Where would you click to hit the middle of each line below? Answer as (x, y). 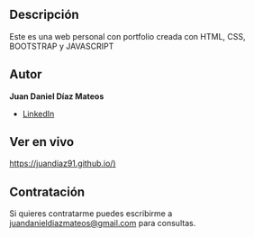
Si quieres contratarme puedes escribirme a (91, 214)
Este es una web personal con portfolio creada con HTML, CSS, (127, 36)
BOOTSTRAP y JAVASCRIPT (62, 46)
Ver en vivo (42, 142)
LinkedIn (38, 114)
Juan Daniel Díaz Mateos (57, 96)
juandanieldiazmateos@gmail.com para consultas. (103, 223)
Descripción (44, 15)
